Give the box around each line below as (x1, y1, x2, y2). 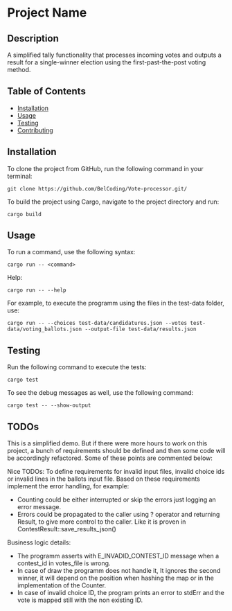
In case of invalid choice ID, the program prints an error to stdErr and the (17, 589, 225, 597)
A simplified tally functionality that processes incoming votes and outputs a (7, 51, 222, 59)
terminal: (7, 172, 33, 180)
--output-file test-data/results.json (84, 326, 197, 333)
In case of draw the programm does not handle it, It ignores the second (17, 567, 221, 575)
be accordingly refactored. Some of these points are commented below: (7, 454, 213, 462)
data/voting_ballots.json (7, 326, 82, 333)
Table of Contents (7, 85, 87, 98)
